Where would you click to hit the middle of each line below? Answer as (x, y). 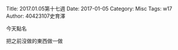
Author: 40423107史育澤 (36, 16)
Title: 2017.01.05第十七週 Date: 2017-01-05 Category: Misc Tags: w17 (89, 9)
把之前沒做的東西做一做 (34, 41)
